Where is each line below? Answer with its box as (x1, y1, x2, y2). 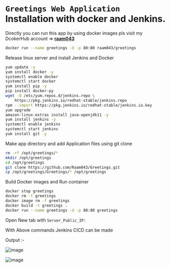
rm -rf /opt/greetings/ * (5, 150, 58, 155)
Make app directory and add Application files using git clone (5, 140, 132, 147)
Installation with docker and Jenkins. (5, 13, 166, 25)
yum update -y (5, 65, 36, 70)
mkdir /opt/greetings (5, 155, 52, 160)
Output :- (5, 237, 25, 243)
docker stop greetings (5, 189, 54, 194)
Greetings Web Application (5, 4, 120, 14)
